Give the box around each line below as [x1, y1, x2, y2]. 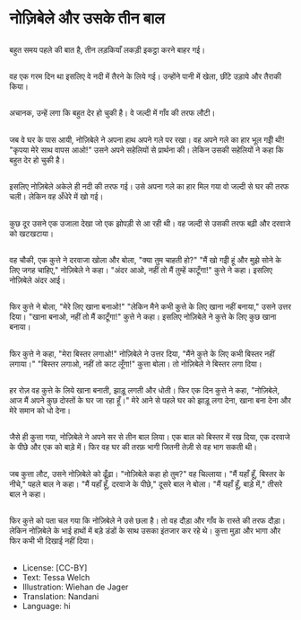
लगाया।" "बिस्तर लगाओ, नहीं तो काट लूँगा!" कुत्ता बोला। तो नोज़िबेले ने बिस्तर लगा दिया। [9, 359, 262, 369]
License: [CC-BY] [21, 562, 88, 573]
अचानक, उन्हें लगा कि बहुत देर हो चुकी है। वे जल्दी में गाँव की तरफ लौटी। [9, 108, 216, 119]
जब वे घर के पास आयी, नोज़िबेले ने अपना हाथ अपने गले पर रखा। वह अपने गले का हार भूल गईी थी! [9, 134, 285, 145]
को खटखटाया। [9, 228, 54, 239]
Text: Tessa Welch [21, 571, 90, 582]
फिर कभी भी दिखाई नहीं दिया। [9, 536, 95, 546]
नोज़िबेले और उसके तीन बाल [9, 8, 166, 29]
